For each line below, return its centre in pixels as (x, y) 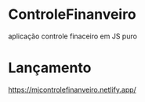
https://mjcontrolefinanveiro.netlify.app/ (72, 89)
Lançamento (50, 68)
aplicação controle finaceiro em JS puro (72, 36)
